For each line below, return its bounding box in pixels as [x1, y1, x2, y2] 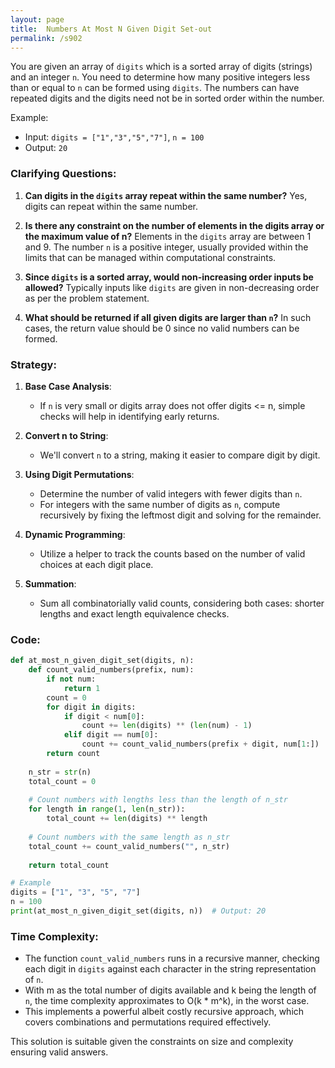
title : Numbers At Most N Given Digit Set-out [10, 24, 213, 34]
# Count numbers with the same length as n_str [28, 832, 230, 842]
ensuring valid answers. [10, 1046, 109, 1058]
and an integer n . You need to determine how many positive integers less [10, 71, 311, 83]
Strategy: [10, 357, 57, 371]
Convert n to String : [24, 429, 109, 441]
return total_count [28, 860, 110, 870]
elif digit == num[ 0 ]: [63, 730, 159, 740]
